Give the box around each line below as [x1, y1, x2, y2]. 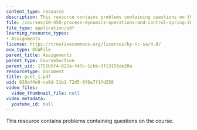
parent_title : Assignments [6, 52, 72, 58]
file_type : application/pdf [6, 25, 75, 31]
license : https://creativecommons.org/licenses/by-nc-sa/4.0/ [6, 42, 161, 47]
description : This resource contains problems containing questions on [6, 14, 185, 20]
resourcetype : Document [6, 69, 64, 74]
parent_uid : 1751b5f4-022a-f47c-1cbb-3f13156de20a [6, 63, 133, 69]
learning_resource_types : [6, 30, 69, 36]
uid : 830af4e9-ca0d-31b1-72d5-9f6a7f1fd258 [6, 80, 114, 85]
